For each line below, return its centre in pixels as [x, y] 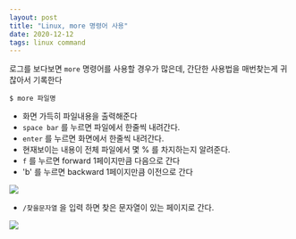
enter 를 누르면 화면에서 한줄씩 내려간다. [93, 138]
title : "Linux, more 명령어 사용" [69, 26]
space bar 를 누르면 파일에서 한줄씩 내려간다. [101, 128]
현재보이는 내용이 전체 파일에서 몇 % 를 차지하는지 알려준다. [126, 150]
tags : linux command [48, 42]
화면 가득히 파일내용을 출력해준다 [80, 116]
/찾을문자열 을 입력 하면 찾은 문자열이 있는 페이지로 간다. [118, 208]
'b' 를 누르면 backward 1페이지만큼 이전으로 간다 [108, 172]
